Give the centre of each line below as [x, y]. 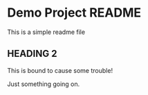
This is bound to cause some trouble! [60, 70]
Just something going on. [44, 84]
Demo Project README [74, 13]
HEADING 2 [32, 54]
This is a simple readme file [46, 32]
